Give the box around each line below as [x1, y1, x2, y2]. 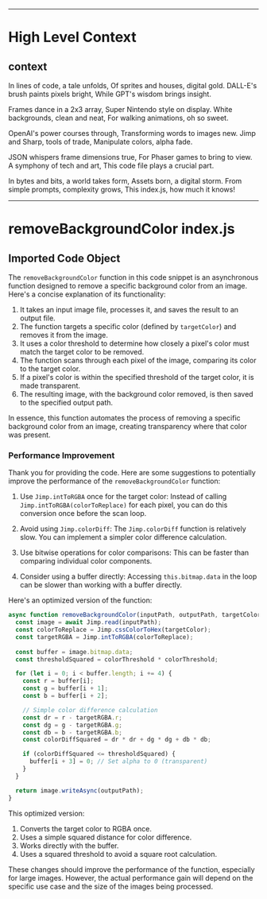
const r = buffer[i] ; [22, 677, 94, 685]
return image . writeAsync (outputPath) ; [15, 786, 145, 795]
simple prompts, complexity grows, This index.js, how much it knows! [8, 184, 236, 194]
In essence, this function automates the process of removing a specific [8, 413, 241, 422]
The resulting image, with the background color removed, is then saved [19, 389, 253, 398]
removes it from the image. [19, 331, 109, 339]
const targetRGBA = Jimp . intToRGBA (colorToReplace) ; [15, 633, 194, 641]
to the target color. [19, 364, 81, 374]
